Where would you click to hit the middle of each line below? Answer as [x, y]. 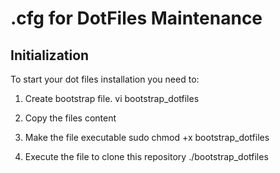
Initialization [50, 55]
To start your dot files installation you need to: [105, 79]
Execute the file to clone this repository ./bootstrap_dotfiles [146, 156]
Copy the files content [70, 118]
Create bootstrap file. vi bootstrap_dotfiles [112, 98]
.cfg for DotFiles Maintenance [136, 18]
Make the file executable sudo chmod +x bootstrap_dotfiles [147, 137]
